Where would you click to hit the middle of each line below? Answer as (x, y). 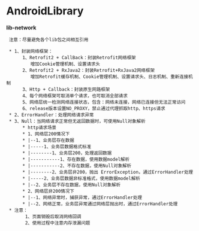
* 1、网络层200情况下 (46, 134)
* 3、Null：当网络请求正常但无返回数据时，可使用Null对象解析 (77, 121)
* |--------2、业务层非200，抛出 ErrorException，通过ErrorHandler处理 (108, 172)
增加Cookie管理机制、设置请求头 (65, 64)
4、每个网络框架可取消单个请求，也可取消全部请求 (75, 96)
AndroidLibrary (45, 11)
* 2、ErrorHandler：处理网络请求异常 (51, 115)
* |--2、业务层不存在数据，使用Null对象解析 (71, 185)
